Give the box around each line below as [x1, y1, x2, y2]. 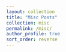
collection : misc [6, 20, 50, 26]
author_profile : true [6, 31, 61, 37]
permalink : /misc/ [6, 25, 52, 32]
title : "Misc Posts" [6, 14, 58, 20]
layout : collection [6, 8, 55, 15]
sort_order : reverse [6, 36, 58, 42]
